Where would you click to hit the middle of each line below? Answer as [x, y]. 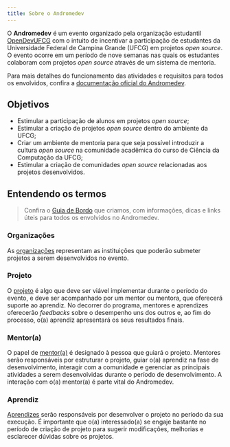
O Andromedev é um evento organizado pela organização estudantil [104, 33]
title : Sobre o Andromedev [46, 13]
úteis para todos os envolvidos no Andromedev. [91, 218]
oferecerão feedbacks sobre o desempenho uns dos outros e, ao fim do [109, 312]
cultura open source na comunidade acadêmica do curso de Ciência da [118, 150]
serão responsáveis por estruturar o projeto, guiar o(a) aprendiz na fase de [113, 360]
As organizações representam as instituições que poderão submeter [104, 250]
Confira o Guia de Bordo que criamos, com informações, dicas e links [122, 210]
